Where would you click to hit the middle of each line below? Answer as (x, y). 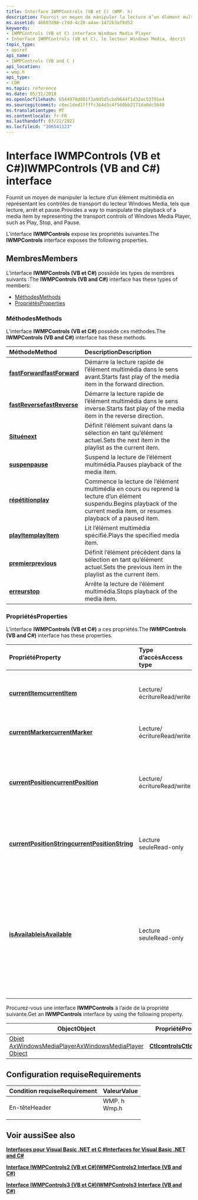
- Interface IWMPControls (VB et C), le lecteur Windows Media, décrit (96, 39)
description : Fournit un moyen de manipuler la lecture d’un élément (93, 17)
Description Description (118, 352)
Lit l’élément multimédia (117, 528)
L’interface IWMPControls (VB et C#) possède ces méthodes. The (86, 332)
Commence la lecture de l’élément (132, 481)
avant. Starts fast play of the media (132, 377)
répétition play (29, 500)
